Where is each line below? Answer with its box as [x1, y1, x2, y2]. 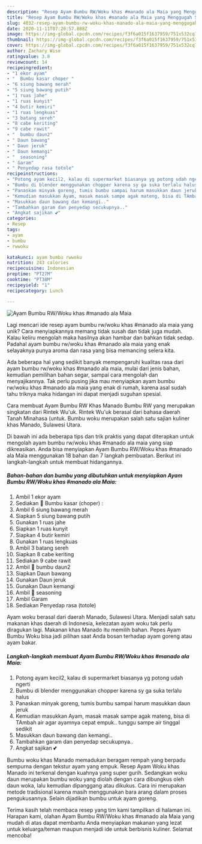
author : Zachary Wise [7, 48, 61, 54]
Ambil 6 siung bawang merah [15, 506, 89, 514]
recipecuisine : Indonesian [7, 266, 74, 272]
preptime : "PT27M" [7, 271, 53, 277]
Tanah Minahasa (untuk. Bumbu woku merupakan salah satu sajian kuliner [7, 414, 190, 422]
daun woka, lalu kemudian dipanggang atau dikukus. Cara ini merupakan [7, 782, 186, 789]
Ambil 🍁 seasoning [15, 589, 62, 597]
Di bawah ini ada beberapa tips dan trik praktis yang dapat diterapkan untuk [7, 433, 194, 440]
